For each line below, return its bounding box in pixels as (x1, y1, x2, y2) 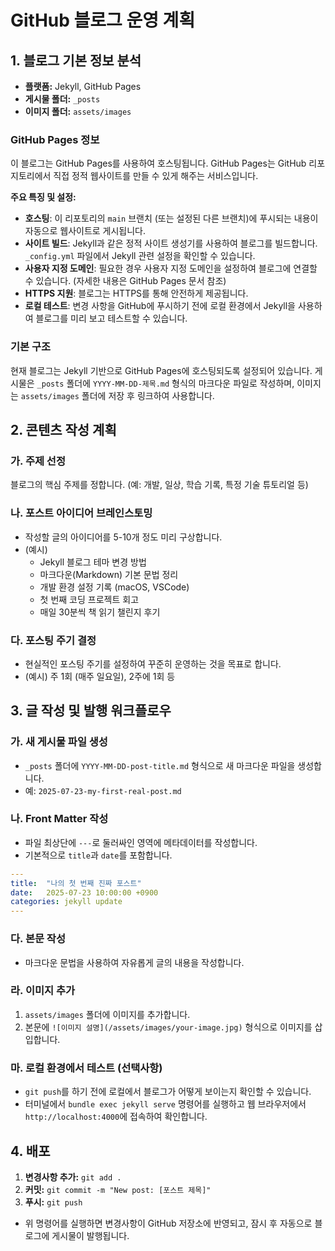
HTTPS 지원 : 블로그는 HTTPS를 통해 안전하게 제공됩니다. (24, 287, 249, 300)
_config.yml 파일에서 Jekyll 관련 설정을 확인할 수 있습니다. (24, 250, 256, 262)
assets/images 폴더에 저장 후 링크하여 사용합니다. (20, 389, 215, 401)
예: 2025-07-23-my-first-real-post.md (24, 784, 182, 796)
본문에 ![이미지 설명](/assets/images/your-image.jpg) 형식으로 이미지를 (24, 1021, 313, 1033)
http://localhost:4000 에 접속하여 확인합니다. (24, 1111, 208, 1123)
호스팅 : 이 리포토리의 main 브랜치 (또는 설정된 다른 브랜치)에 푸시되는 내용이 (24, 212, 319, 225)
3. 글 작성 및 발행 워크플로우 (10, 702, 172, 720)
